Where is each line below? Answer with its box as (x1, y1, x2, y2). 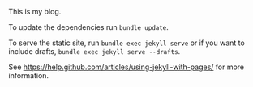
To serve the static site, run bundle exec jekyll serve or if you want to (8, 38, 245, 48)
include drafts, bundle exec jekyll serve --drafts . (8, 47, 181, 56)
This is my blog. (8, 7, 62, 16)
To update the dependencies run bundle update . (8, 23, 169, 31)
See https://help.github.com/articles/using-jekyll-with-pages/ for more (8, 62, 245, 72)
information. (8, 71, 49, 80)
